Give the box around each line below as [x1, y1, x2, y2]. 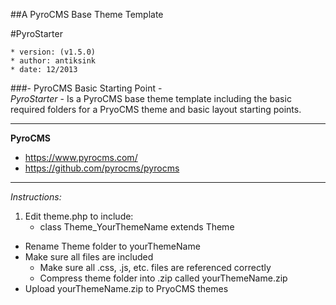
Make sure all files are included [24, 251, 154, 263]
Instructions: [10, 191, 62, 203]
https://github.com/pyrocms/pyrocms [24, 162, 180, 174]
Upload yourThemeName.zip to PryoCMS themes [24, 283, 229, 294]
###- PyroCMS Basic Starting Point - [10, 82, 163, 94]
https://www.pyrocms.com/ [24, 152, 138, 163]
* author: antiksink [10, 56, 97, 66]
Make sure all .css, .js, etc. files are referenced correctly [39, 262, 272, 273]
